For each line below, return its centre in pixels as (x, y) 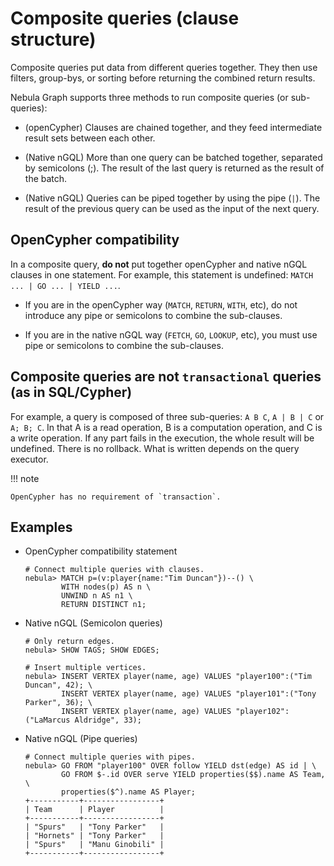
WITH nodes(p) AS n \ (106, 587)
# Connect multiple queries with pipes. (110, 757)
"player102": (262, 712)
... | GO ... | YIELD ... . (65, 285)
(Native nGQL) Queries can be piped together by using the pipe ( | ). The (172, 198)
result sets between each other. (90, 138)
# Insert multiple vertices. (85, 668)
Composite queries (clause (125, 18)
